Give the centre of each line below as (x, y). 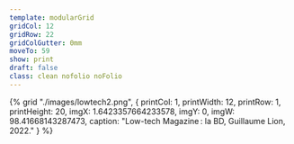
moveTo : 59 (30, 51)
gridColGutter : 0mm (46, 43)
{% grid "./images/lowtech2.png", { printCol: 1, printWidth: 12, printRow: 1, (145, 102)
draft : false (34, 68)
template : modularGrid (52, 18)
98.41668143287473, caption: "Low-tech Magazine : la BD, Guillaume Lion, (147, 121)
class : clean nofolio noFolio (66, 76)
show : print (31, 59)
